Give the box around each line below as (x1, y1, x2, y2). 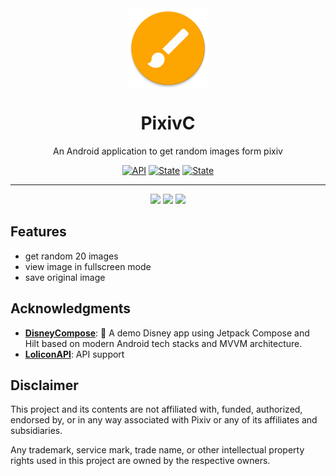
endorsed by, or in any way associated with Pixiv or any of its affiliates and (10, 414, 318, 426)
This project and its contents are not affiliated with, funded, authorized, (10, 403, 303, 416)
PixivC (140, 112, 196, 135)
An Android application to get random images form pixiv (53, 145, 283, 157)
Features (10, 223, 67, 241)
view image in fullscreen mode (24, 260, 152, 272)
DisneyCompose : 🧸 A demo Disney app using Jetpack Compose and (24, 327, 310, 339)
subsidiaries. (10, 425, 63, 437)
